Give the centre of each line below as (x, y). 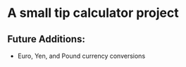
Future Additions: (46, 39)
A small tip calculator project (93, 13)
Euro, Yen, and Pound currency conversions (81, 56)
